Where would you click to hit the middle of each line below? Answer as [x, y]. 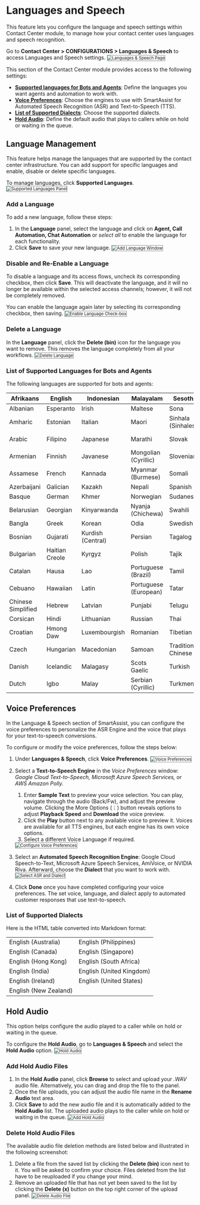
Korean [91, 523]
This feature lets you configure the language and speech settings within [94, 27]
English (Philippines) [107, 942]
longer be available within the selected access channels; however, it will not [99, 289]
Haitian [57, 550]
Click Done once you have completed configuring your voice [89, 887]
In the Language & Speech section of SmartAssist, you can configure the [95, 723]
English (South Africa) [109, 962]
